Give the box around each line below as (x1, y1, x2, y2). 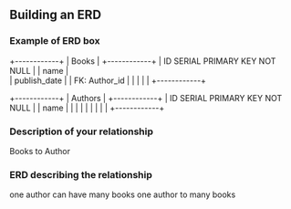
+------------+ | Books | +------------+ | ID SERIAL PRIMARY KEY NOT (9, 55, 276, 67)
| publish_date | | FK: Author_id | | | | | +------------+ (9, 75, 207, 86)
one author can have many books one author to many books (9, 189, 236, 200)
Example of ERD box (9, 35, 100, 47)
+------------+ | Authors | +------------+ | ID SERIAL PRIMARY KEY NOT (9, 92, 283, 103)
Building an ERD (9, 7, 102, 23)
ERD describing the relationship (9, 168, 153, 181)
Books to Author (9, 145, 71, 156)
